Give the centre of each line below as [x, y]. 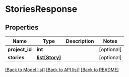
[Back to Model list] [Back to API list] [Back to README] [62, 70]
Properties [22, 27]
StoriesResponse [41, 9]
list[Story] [49, 58]
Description [80, 41]
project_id [20, 49]
